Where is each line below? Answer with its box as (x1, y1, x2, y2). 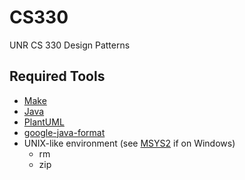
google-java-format (23, 126, 106, 138)
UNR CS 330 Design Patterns (9, 39, 131, 51)
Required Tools (9, 68, 106, 85)
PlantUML (23, 116, 65, 128)
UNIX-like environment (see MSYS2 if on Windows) (23, 137, 236, 149)
